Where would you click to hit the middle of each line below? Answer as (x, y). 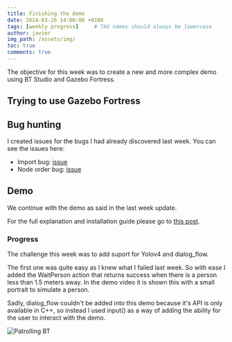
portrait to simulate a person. (48, 290)
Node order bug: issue (49, 170)
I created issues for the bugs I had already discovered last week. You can (111, 141)
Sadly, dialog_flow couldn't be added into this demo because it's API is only (115, 303)
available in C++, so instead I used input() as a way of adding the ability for (114, 310)
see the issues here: (36, 149)
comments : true (29, 53)
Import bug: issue (42, 162)
